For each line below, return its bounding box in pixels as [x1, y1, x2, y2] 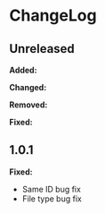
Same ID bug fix [21, 183, 82, 194]
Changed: [9, 82, 47, 92]
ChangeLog [9, 5, 97, 26]
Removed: [9, 99, 48, 110]
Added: [9, 64, 37, 75]
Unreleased [9, 41, 76, 56]
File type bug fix [21, 193, 82, 204]
